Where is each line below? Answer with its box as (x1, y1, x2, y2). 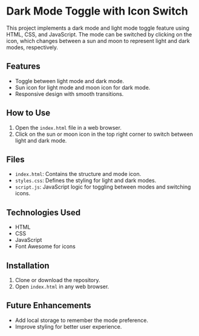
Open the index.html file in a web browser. (15, 124, 122, 131)
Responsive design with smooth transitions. (15, 90, 124, 98)
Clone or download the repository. (15, 277, 101, 283)
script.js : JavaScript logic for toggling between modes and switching (15, 183, 191, 190)
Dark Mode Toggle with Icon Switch (6, 4, 189, 18)
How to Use (6, 108, 51, 118)
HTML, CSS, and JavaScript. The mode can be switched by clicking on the (6, 30, 192, 38)
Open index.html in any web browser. (15, 283, 109, 290)
